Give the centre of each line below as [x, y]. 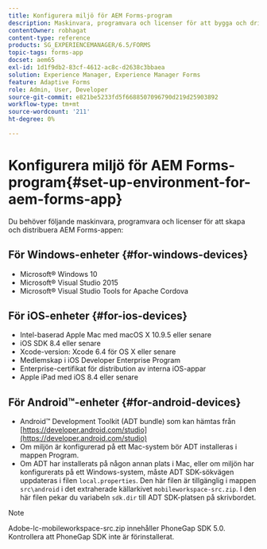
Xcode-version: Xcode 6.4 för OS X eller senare [98, 352]
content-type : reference [49, 38]
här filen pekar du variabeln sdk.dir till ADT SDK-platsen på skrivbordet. [138, 497]
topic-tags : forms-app [46, 53]
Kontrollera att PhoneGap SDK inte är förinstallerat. [91, 537]
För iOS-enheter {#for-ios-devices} [98, 316]
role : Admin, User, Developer [58, 90]
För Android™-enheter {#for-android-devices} [125, 402]
